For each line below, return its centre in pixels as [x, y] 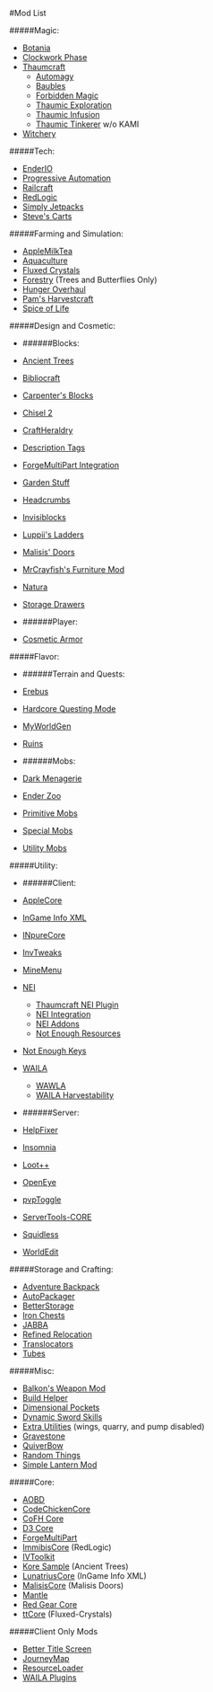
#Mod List [28, 13]
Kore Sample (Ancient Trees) [75, 1566]
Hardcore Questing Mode [69, 709]
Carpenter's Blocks [58, 395]
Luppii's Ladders [53, 535]
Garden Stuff [46, 483]
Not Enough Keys [54, 1051]
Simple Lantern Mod [60, 1465]
